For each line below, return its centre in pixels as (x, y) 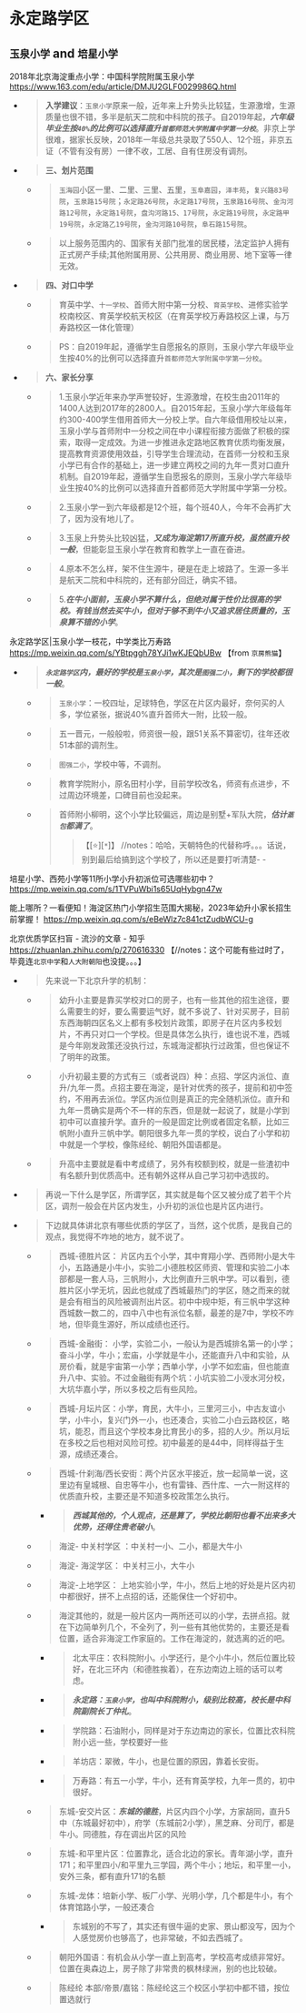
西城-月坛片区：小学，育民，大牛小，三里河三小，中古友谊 (168, 1408)
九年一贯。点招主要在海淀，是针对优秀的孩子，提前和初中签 (181, 1088)
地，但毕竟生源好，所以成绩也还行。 (127, 1324)
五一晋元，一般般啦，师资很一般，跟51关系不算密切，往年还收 (174, 733)
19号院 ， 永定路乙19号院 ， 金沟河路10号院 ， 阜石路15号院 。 (155, 224)
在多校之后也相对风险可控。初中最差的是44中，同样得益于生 (171, 1443)
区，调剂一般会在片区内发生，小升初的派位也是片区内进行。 (157, 1206)
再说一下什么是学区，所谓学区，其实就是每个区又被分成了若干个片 (168, 1195)
